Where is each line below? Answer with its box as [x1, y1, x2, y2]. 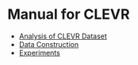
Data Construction [18, 39, 79, 49]
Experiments [18, 48, 60, 57]
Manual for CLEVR [7, 5, 130, 23]
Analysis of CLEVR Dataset [18, 31, 108, 41]
